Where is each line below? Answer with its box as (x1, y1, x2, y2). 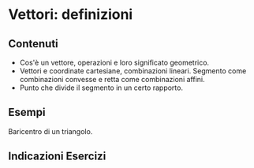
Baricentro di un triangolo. (8, 126, 93, 136)
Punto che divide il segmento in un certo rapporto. (19, 83, 184, 92)
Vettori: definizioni (8, 6, 133, 24)
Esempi (8, 106, 46, 119)
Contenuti (8, 37, 59, 50)
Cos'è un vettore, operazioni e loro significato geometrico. (19, 58, 210, 67)
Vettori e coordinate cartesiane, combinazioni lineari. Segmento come (19, 66, 247, 76)
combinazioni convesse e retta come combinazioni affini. (19, 75, 205, 84)
